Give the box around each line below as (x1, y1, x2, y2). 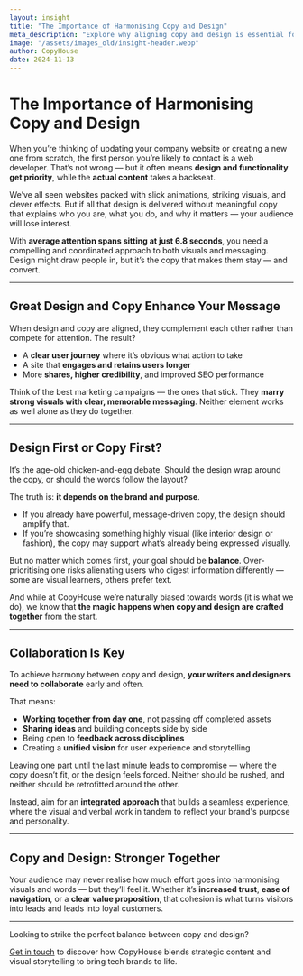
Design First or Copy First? (9, 440, 162, 456)
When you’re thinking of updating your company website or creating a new (9, 143, 288, 153)
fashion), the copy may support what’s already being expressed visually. (22, 538, 291, 548)
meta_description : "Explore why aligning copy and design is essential (9, 30, 284, 39)
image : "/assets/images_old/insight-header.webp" (9, 38, 200, 48)
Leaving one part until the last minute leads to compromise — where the (9, 760, 278, 771)
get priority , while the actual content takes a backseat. (9, 171, 216, 182)
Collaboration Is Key (9, 645, 125, 660)
